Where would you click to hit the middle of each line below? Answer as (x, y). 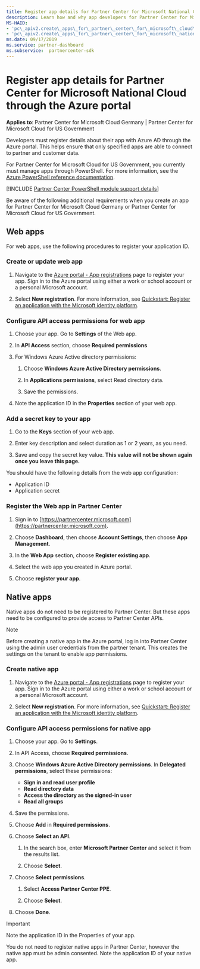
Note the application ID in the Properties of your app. (71, 936)
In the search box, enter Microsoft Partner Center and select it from (107, 848)
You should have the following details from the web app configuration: (92, 473)
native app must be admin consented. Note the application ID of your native (99, 953)
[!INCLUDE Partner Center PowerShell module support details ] (82, 188)
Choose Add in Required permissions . (62, 825)
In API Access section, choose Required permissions (81, 346)
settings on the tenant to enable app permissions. (67, 654)
